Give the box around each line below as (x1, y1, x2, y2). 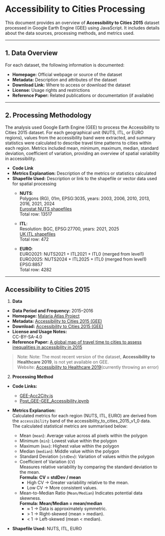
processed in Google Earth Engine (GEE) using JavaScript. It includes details (5, 25, 160, 30)
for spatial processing (12, 181, 56, 187)
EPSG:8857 (19, 261, 43, 267)
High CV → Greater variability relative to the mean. (27, 480, 129, 485)
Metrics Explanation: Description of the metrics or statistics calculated (12, 170, 156, 176)
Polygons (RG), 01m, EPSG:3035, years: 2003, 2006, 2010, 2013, (19, 195, 150, 201)
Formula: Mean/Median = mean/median (19, 501, 103, 507)
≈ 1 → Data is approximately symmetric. (27, 506, 107, 511)
